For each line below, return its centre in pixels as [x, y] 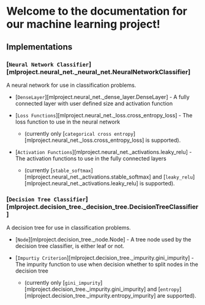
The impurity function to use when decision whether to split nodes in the [107, 265]
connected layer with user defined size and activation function [94, 103]
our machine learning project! [83, 24]
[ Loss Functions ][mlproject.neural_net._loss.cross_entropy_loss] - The [104, 115]
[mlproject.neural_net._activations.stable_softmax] [88, 177]
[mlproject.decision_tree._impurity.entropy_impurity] [90, 296]
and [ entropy [163, 289]
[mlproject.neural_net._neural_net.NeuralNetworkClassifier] [99, 72]
